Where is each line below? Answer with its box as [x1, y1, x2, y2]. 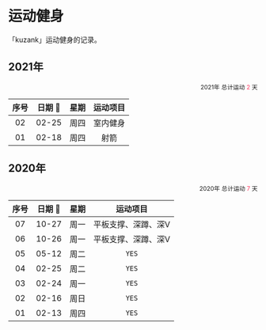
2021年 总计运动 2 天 [200, 82, 258, 91]
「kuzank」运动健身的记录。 [8, 35, 101, 44]
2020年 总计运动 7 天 [199, 184, 258, 192]
